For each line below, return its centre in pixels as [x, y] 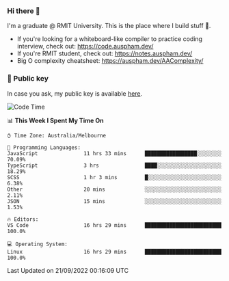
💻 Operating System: [38, 244]
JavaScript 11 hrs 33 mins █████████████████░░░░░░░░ [114, 153]
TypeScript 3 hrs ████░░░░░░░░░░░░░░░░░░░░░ [114, 165]
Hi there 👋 [24, 11]
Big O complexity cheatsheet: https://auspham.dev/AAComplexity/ [110, 61]
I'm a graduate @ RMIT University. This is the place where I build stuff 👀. [109, 26]
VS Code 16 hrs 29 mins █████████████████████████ [114, 225]
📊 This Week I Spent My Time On [55, 120]
